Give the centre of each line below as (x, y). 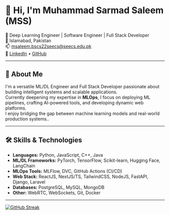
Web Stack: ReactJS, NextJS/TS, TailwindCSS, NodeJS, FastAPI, (80, 176)
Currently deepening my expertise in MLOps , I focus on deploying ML (78, 97)
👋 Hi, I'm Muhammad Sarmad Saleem (84, 10)
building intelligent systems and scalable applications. (61, 92)
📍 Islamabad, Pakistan (28, 41)
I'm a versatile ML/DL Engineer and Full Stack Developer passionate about (82, 86)
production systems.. (27, 119)
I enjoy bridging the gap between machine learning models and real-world (82, 113)
